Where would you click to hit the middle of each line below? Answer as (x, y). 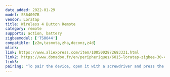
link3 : (12, 62)
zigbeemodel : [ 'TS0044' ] (31, 38)
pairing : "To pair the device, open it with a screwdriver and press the (85, 66)
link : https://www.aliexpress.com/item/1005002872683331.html (72, 52)
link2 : (12, 57)
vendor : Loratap (22, 19)
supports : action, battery (34, 33)
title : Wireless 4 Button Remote (40, 24)
